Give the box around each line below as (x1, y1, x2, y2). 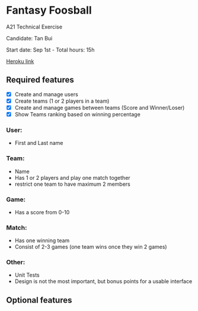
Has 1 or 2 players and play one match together (14, 174, 130, 181)
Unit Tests (14, 271, 40, 279)
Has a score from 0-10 (14, 208, 70, 215)
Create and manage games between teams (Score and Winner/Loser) (14, 104, 185, 111)
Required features (6, 75, 74, 85)
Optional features (6, 295, 72, 305)
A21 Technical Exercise (6, 23, 63, 30)
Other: (6, 258, 25, 266)
